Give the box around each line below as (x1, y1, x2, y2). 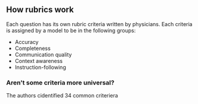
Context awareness (14, 57, 63, 64)
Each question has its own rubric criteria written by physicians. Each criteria (6, 20, 193, 27)
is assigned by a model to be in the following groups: (6, 27, 136, 34)
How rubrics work (6, 5, 74, 15)
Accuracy (14, 38, 39, 45)
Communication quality (14, 51, 72, 58)
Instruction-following (14, 64, 67, 71)
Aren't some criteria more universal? (6, 78, 115, 87)
